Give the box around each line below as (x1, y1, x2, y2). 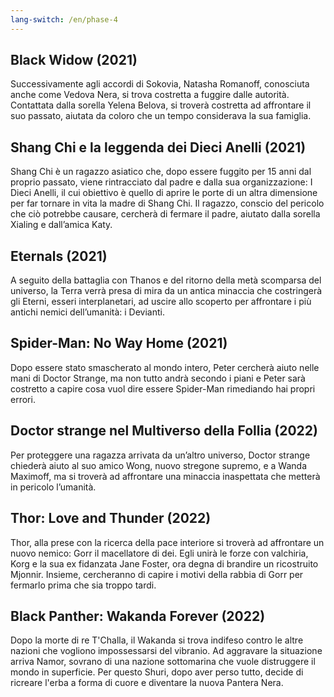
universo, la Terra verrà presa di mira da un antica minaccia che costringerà (10, 285, 323, 297)
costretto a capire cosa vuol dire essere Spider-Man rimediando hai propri (10, 382, 316, 395)
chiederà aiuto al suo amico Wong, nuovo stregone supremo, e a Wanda (10, 459, 308, 471)
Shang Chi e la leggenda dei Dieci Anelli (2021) (10, 139, 307, 156)
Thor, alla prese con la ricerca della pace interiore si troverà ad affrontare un (10, 536, 325, 548)
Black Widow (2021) (10, 52, 138, 69)
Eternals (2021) (10, 247, 108, 265)
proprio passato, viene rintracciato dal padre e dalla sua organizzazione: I (10, 176, 313, 188)
